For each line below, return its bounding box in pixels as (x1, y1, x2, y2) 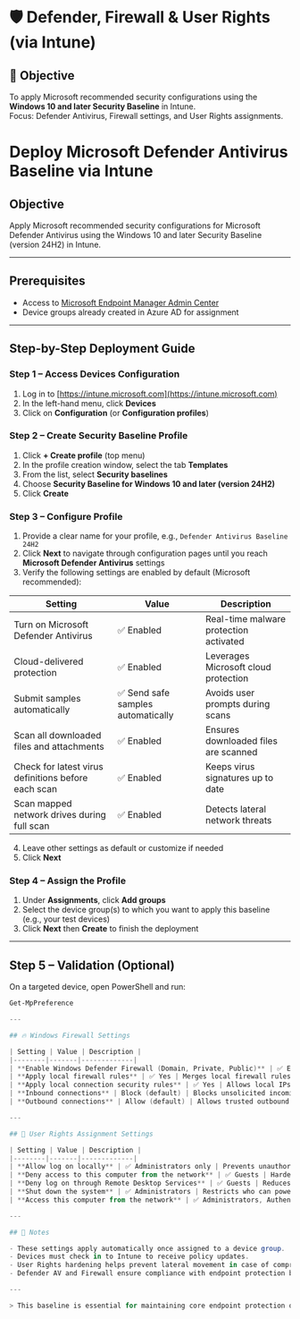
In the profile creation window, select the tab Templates (21, 459, 229, 470)
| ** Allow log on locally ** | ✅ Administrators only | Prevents (9, 1162, 255, 1171)
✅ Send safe (117, 686, 171, 699)
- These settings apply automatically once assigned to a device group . (9, 1244, 286, 1253)
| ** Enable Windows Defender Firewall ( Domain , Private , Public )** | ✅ (9, 1064, 283, 1073)
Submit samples (13, 693, 81, 705)
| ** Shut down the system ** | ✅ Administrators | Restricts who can (9, 1187, 271, 1196)
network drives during (13, 809, 107, 821)
